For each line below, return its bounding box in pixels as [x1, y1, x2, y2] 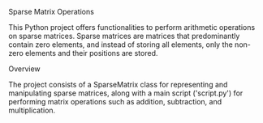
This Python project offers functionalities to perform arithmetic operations [8, 23, 256, 32]
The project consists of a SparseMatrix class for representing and [8, 80, 228, 89]
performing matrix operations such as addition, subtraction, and [8, 97, 222, 106]
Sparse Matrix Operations [8, 7, 95, 16]
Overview [8, 64, 41, 74]
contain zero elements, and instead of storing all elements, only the [8, 40, 233, 49]
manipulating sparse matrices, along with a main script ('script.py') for [8, 88, 244, 98]
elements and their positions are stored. [25, 49, 158, 57]
